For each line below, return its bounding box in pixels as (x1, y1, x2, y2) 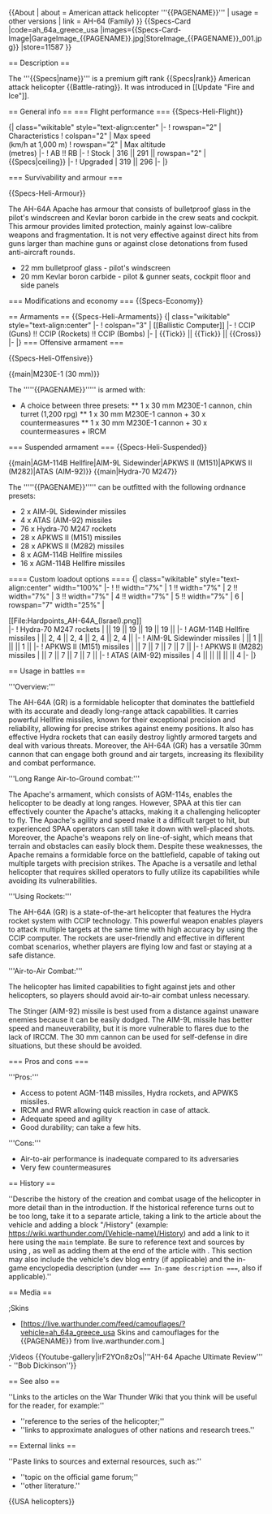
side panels (19, 280, 59, 290)
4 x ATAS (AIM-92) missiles (19, 516, 112, 525)
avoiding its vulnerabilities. (8, 876, 97, 885)
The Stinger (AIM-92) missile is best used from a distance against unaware (8, 1006, 260, 1015)
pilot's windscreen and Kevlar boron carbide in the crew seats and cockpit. (8, 213, 259, 223)
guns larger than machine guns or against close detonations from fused (8, 239, 248, 248)
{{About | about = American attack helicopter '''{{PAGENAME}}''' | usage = (8, 8, 259, 17)
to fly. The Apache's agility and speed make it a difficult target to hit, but (8, 815, 250, 824)
